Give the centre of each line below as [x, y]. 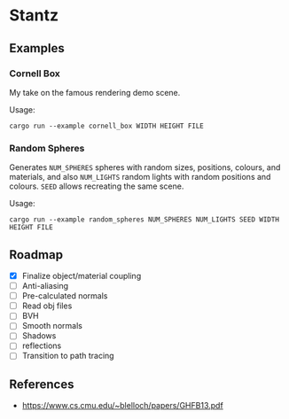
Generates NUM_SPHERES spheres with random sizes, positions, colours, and [145, 167]
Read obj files [47, 306]
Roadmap [36, 255]
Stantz [34, 16]
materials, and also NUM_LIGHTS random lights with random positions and [140, 177]
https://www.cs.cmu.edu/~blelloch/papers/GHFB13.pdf [122, 406]
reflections [42, 345]
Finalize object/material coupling [82, 275]
